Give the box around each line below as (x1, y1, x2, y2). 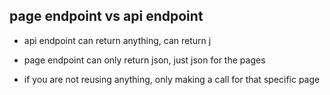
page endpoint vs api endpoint (9, 8, 204, 25)
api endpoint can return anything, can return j (23, 34, 212, 46)
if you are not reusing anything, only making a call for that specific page (23, 73, 321, 85)
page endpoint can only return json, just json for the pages (23, 54, 266, 66)
